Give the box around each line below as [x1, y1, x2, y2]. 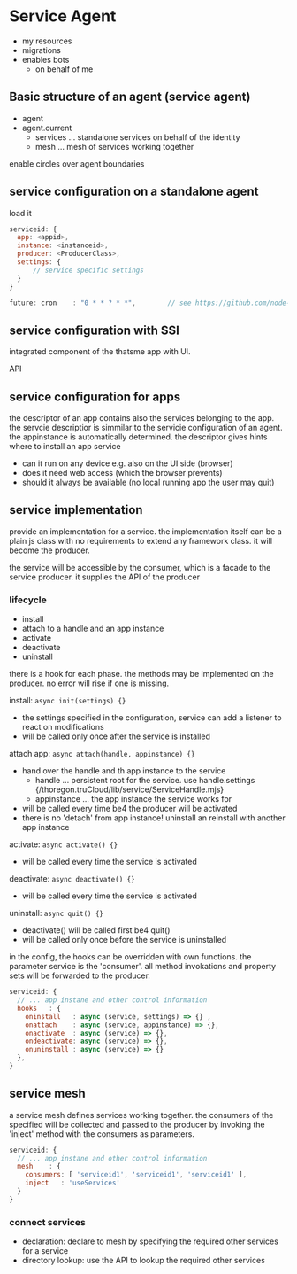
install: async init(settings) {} [9, 695, 126, 706]
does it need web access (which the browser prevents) [21, 468, 223, 478]
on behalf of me [34, 64, 94, 74]
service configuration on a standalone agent [9, 184, 259, 199]
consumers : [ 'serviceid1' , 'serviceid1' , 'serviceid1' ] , [25, 1170, 247, 1179]
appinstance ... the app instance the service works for [34, 794, 232, 804]
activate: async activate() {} [9, 839, 118, 850]
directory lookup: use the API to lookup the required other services [21, 1255, 265, 1266]
